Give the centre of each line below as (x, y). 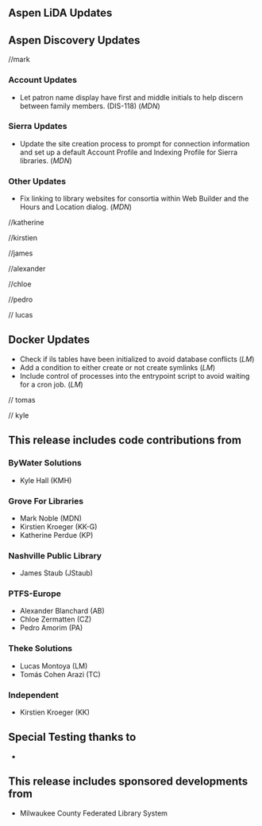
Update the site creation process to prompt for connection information (135, 143)
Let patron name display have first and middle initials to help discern (131, 97)
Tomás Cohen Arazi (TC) (60, 674)
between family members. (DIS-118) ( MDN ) (90, 106)
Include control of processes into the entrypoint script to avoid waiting (135, 376)
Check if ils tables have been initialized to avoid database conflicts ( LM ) (137, 359)
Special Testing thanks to (72, 737)
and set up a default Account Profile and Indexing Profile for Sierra (129, 152)
